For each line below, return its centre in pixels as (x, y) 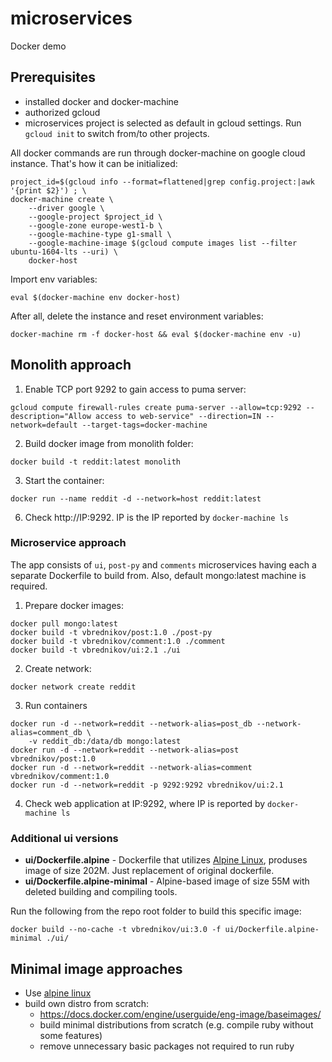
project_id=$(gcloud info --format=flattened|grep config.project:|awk (162, 182)
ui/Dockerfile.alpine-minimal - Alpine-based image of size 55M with (167, 881)
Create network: (58, 668)
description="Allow (51, 416)
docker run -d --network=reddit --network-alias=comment (131, 767)
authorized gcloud (62, 112)
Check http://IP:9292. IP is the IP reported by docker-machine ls (156, 517)
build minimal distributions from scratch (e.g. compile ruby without (176, 1024)
